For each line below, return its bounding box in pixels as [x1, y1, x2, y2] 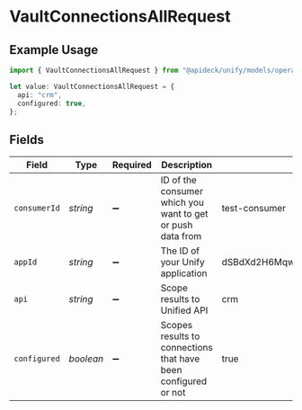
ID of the [160, 174, 198, 186]
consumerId [13, 203, 60, 213]
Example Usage [9, 42, 99, 58]
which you [160, 196, 205, 209]
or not [160, 387, 186, 399]
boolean [68, 352, 104, 365]
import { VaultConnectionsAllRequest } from [9, 66, 179, 75]
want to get [160, 208, 209, 220]
